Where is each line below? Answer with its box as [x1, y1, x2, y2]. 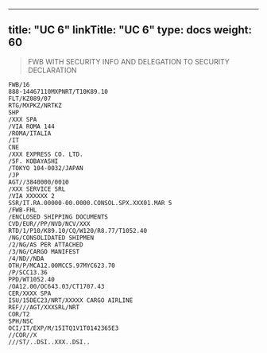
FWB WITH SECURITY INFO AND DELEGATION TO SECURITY [27, 56, 230, 66]
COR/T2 [8, 310, 30, 318]
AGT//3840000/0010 [8, 178, 69, 186]
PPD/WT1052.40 [8, 275, 56, 283]
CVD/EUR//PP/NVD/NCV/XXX [8, 219, 91, 227]
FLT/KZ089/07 [8, 95, 52, 103]
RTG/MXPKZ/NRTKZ [8, 101, 62, 110]
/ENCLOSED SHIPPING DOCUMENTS [8, 212, 109, 221]
